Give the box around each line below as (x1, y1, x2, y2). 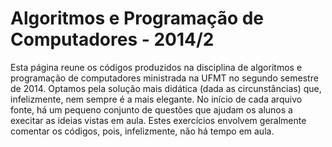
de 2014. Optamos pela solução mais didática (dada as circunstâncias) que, (10, 82, 322, 94)
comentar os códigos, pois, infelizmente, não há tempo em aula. (10, 125, 275, 137)
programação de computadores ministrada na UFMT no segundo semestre (10, 72, 319, 84)
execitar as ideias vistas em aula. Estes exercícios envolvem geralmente (10, 114, 307, 126)
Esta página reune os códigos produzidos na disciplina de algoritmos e (10, 61, 303, 73)
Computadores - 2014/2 (10, 28, 215, 51)
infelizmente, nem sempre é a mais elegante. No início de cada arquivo (10, 93, 303, 105)
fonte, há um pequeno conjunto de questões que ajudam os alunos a (10, 103, 293, 116)
